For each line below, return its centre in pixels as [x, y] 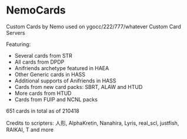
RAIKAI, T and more [30, 130]
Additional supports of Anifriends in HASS [65, 81]
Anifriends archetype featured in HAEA [62, 68]
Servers [16, 32]
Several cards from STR [43, 55]
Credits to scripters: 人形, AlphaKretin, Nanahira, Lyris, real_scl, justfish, [93, 123]
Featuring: [19, 44]
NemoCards [36, 10]
